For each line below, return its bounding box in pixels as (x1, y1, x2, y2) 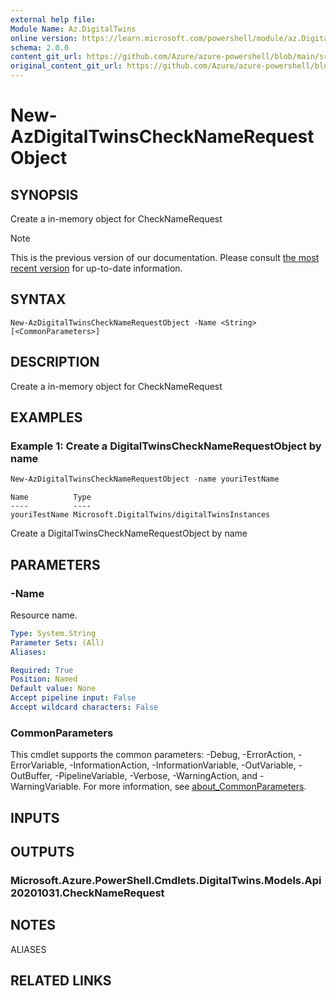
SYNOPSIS (10, 186, 79, 203)
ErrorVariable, (10, 759, 68, 771)
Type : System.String (10, 628, 97, 638)
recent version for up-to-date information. (10, 262, 183, 274)
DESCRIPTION (10, 354, 100, 371)
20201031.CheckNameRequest (10, 886, 165, 900)
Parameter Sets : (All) (10, 637, 105, 648)
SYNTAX (10, 291, 67, 308)
